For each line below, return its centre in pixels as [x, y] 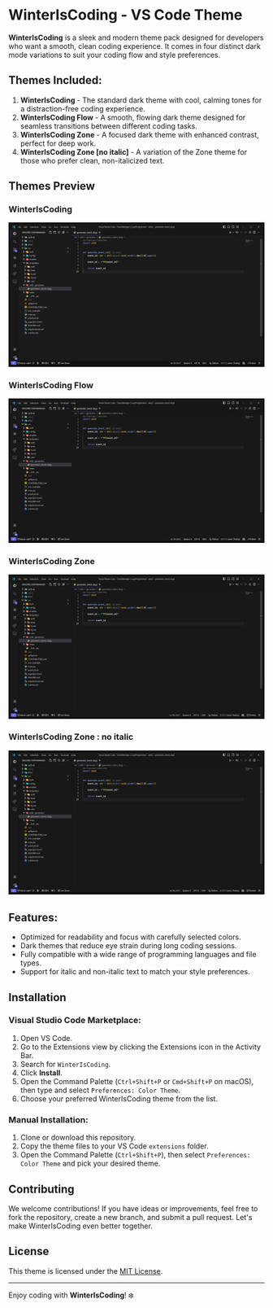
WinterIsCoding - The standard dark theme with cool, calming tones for [141, 100]
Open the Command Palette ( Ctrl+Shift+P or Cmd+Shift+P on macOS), [137, 1081]
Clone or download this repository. [78, 1138]
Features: [33, 917]
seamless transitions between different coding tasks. [108, 126]
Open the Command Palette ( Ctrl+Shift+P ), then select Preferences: [135, 1155]
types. [31, 963]
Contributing [41, 1189]
